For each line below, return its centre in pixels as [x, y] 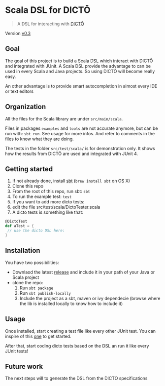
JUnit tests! [17, 351]
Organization [25, 107]
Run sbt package [36, 288]
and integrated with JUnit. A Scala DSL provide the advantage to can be [78, 66]
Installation [23, 251]
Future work [24, 367]
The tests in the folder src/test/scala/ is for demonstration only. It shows [80, 148]
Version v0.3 [18, 33]
